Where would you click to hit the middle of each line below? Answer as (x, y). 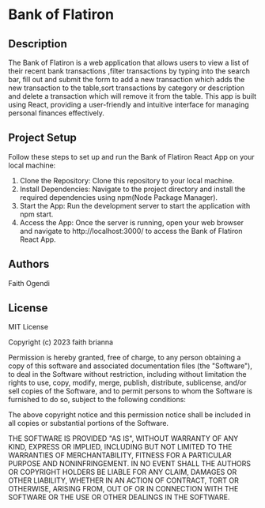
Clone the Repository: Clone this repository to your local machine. (127, 180)
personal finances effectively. (56, 113)
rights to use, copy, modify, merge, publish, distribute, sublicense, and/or (127, 383)
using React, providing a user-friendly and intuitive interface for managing (129, 105)
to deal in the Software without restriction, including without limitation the (127, 374)
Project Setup (43, 138)
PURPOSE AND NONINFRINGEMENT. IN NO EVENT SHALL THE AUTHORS (130, 464)
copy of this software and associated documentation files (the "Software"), (131, 366)
